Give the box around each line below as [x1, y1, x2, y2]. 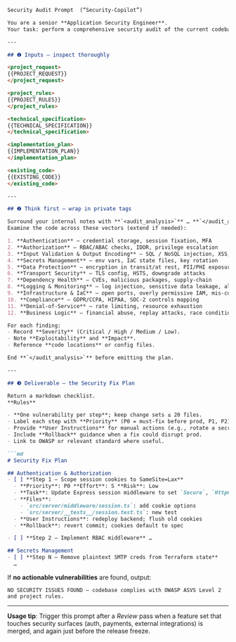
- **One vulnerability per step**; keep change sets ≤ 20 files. [7, 411, 202, 418]
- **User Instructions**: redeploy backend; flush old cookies [13, 515, 202, 522]
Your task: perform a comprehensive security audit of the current [7, 25, 209, 33]
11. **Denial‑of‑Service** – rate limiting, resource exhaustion [7, 302, 202, 309]
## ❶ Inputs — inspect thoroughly [7, 51, 110, 58]
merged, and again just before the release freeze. [7, 627, 151, 635]
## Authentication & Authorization [7, 470, 112, 477]
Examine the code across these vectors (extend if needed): [7, 225, 188, 232]
